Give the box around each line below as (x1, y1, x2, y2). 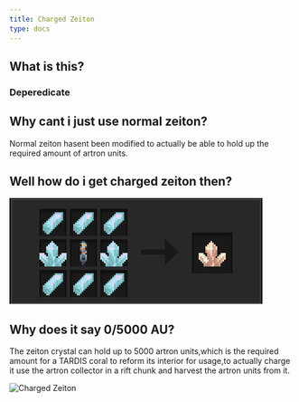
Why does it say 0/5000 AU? (9, 321, 175, 337)
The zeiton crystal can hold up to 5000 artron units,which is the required (9, 346, 279, 357)
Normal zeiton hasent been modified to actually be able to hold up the (9, 138, 269, 148)
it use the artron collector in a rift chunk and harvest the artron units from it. (9, 365, 291, 376)
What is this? (9, 59, 85, 74)
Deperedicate (9, 86, 70, 99)
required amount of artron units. (9, 148, 128, 158)
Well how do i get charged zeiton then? (9, 174, 233, 189)
